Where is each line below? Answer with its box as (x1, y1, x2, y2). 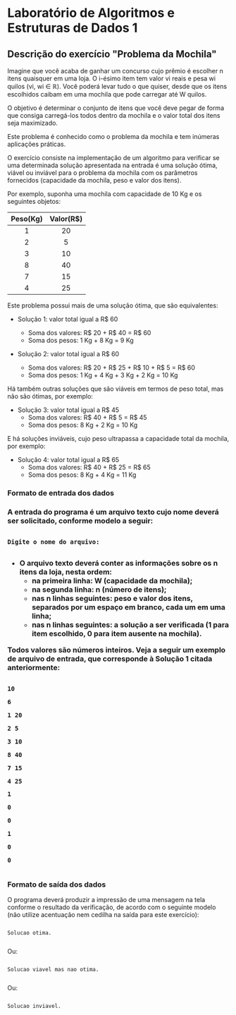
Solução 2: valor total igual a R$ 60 (17, 350, 120, 358)
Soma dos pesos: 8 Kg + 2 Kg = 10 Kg (27, 421, 138, 429)
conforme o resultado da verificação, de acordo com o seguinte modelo (7, 903, 216, 911)
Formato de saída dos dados (7, 880, 106, 889)
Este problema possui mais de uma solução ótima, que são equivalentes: (7, 301, 218, 310)
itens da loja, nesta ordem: (19, 567, 113, 577)
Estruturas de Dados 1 (7, 20, 138, 36)
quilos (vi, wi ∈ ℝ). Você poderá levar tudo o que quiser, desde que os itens (7, 83, 228, 90)
